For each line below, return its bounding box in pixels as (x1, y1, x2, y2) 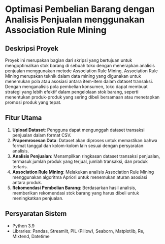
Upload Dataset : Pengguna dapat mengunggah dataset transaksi (12, 127, 145, 133)
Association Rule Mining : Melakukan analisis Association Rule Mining (12, 169, 154, 175)
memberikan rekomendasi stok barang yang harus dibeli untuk (12, 190, 139, 196)
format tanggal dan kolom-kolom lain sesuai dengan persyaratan (12, 143, 144, 148)
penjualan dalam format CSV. (12, 132, 71, 138)
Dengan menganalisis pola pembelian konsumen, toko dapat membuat (5, 84, 148, 90)
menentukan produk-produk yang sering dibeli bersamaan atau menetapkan (5, 94, 160, 100)
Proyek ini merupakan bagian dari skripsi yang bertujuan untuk (5, 57, 132, 63)
